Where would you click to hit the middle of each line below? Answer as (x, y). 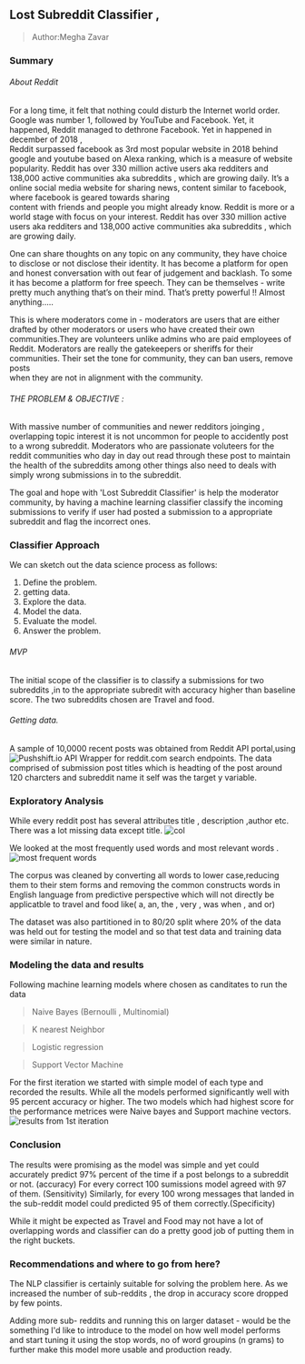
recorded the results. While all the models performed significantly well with (150, 1092)
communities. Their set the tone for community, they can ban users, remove (151, 358)
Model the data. (52, 611)
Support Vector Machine (78, 1065)
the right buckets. (42, 1240)
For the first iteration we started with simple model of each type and (136, 1083)
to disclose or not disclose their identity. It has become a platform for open (149, 263)
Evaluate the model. (59, 621)
